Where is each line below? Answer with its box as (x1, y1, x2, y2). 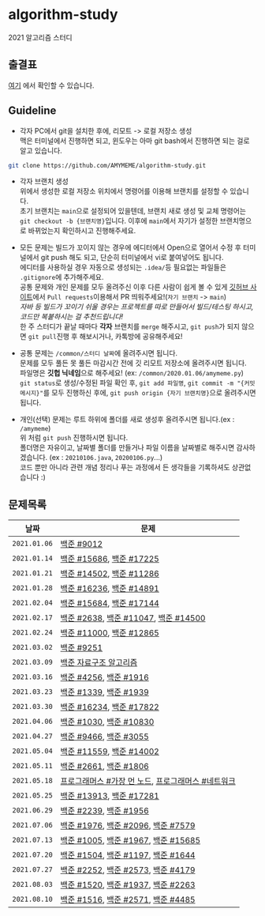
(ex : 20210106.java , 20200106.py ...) (49, 453, 163, 462)
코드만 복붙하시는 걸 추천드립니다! (19, 312, 124, 322)
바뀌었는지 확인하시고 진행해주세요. (28, 226, 136, 236)
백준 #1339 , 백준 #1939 (60, 687, 150, 698)
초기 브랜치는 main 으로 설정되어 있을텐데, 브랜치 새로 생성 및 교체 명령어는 (19, 206, 247, 216)
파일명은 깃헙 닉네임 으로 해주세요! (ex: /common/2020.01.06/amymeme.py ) (19, 368, 244, 378)
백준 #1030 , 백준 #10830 (60, 717, 155, 728)
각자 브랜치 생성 (19, 176, 69, 187)
